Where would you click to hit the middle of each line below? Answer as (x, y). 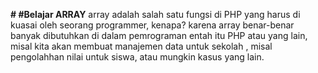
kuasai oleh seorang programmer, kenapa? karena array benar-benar (152, 25)
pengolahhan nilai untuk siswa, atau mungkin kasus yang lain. (137, 57)
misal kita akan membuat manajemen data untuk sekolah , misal (141, 46)
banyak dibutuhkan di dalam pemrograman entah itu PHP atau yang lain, (159, 35)
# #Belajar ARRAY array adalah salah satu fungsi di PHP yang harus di (155, 14)
